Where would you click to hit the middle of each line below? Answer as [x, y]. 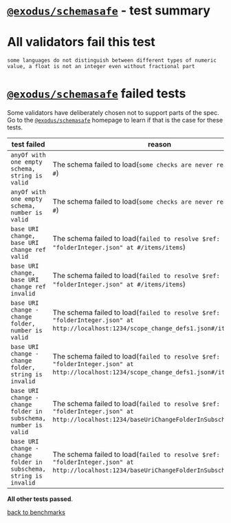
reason [159, 145]
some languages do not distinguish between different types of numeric [112, 61]
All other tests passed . [40, 499]
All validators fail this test [81, 42]
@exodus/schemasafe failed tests [97, 94]
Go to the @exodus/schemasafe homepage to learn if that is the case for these [115, 120]
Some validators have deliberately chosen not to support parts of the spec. [113, 113]
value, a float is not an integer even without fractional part [101, 67]
